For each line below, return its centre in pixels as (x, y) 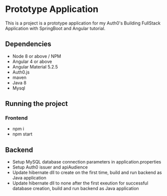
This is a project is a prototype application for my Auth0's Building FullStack (83, 23)
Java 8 (19, 82)
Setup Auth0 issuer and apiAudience (50, 167)
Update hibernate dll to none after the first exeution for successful (80, 183)
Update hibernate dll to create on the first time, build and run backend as (87, 172)
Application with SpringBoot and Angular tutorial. (55, 28)
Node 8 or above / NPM (37, 56)
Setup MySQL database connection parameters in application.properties (87, 162)
